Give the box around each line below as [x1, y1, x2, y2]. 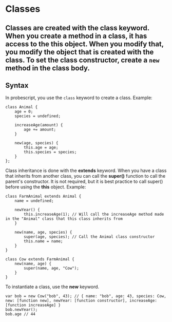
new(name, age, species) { [14, 230, 72, 235]
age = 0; [14, 109, 33, 115]
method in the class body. [5, 64, 90, 72]
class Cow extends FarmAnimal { [5, 257, 74, 262]
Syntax [5, 81, 29, 90]
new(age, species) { [14, 141, 59, 146]
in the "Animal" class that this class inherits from [5, 216, 123, 221]
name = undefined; [14, 198, 54, 203]
